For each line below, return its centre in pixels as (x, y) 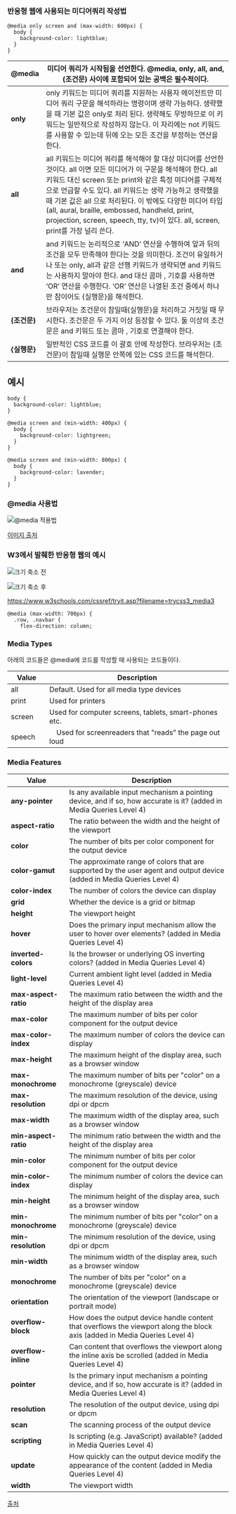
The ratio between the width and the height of (145, 822)
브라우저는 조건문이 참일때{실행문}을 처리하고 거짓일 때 (131, 310)
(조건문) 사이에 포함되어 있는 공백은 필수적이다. (136, 79)
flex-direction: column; (56, 626)
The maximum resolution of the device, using (143, 1096)
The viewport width (101, 1486)
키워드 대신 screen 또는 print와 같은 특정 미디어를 (123, 180)
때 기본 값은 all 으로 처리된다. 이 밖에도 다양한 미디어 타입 (135, 201)
